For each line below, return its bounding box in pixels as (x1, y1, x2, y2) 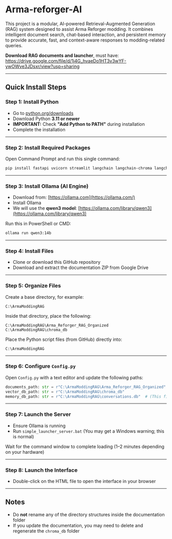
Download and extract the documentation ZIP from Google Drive (12, 264, 148, 271)
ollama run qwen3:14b (5, 230, 52, 236)
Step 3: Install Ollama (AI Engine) (5, 182, 89, 189)
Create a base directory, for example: (5, 294, 84, 300)
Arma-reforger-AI (5, 4, 82, 15)
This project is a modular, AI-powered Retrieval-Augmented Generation (5, 21, 155, 27)
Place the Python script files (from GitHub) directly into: (5, 336, 122, 342)
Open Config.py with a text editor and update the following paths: (5, 374, 143, 380)
